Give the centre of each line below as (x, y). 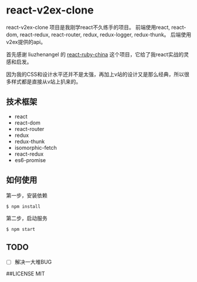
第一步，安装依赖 (27, 195)
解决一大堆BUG (33, 262)
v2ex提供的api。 (26, 42)
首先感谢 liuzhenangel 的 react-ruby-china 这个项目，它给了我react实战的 (95, 54)
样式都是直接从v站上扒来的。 (46, 81)
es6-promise (30, 160)
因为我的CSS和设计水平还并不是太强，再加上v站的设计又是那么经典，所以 (95, 74)
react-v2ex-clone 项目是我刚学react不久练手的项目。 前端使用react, (88, 27)
